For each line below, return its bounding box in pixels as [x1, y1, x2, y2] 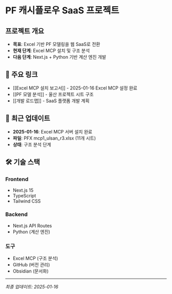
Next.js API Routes [12, 222, 52, 229]
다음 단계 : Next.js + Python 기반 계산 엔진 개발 [12, 54, 106, 60]
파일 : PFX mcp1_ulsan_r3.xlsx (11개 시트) [12, 135, 96, 141]
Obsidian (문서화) [12, 268, 49, 274]
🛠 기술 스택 [5, 158, 40, 167]
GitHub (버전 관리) [12, 261, 50, 267]
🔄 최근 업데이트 [5, 114, 50, 123]
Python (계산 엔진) [12, 229, 50, 235]
